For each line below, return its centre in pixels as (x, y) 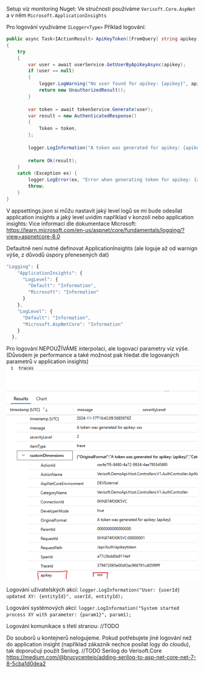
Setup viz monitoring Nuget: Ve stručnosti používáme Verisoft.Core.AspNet (101, 9)
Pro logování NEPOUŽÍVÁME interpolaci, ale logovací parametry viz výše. (98, 349)
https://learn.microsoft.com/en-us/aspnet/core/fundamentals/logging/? (96, 230)
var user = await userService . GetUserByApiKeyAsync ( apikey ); (107, 64)
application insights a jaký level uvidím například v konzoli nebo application (100, 217)
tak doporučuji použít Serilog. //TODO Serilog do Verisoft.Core (84, 651)
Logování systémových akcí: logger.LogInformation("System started (93, 608)
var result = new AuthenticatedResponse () (83, 116)
